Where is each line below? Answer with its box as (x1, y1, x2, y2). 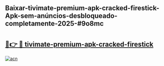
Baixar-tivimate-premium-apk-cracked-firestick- (5, 4, 160, 12)
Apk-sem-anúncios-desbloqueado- (5, 12, 118, 20)
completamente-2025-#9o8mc (5, 19, 104, 28)
